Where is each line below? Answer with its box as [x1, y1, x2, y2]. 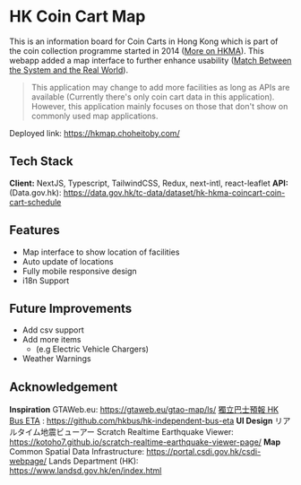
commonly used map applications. [30, 110, 159, 121]
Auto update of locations [21, 255, 114, 266]
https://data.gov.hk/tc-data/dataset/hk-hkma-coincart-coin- [63, 186, 286, 198]
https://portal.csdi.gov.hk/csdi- [146, 446, 262, 457]
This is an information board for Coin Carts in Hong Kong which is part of [9, 36, 279, 47]
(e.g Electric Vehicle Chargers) [35, 343, 150, 355]
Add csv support [21, 325, 85, 335]
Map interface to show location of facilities [21, 247, 180, 257]
